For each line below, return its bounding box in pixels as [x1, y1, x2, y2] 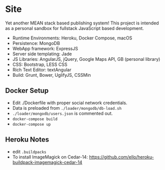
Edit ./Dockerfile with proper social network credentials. [12, 100, 127, 106]
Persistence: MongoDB [12, 40, 60, 46]
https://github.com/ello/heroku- [89, 154, 154, 160]
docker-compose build [12, 116, 57, 122]
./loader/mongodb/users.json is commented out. [12, 110, 113, 116]
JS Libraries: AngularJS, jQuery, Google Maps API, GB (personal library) [12, 56, 160, 62]
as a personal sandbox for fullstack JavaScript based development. [5, 25, 144, 31]
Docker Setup [5, 86, 49, 95]
